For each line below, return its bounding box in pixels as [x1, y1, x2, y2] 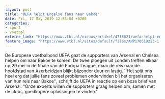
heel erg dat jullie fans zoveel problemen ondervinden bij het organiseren [5, 73, 153, 79]
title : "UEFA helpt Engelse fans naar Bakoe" [5, 12, 100, 17]
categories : [5, 20, 29, 26]
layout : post [5, 7, 32, 12]
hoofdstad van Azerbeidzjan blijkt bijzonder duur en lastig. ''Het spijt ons [5, 68, 152, 74]
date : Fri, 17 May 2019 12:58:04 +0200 [5, 16, 87, 21]
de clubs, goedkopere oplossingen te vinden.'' [5, 88, 99, 94]
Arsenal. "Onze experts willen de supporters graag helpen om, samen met [5, 83, 155, 89]
